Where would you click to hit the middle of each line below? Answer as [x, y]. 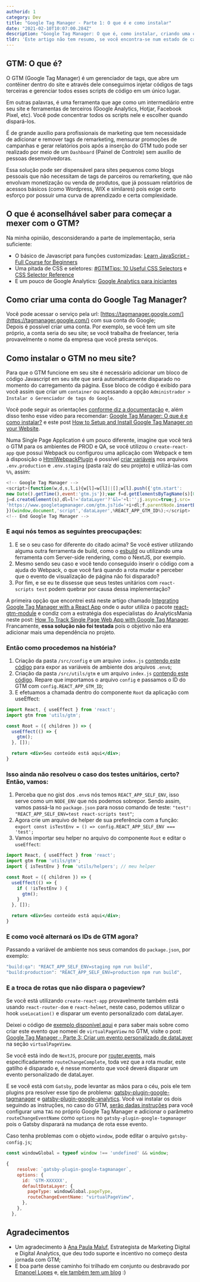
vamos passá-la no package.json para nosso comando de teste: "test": [103, 807]
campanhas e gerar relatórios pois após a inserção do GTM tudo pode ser [97, 145]
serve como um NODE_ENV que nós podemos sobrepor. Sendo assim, [98, 801]
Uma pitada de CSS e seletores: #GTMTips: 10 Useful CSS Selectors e [101, 268]
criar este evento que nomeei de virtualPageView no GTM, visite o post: [94, 1031]
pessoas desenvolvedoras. [39, 158]
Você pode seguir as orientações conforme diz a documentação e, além [95, 410]
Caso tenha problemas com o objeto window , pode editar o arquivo [87, 1136]
